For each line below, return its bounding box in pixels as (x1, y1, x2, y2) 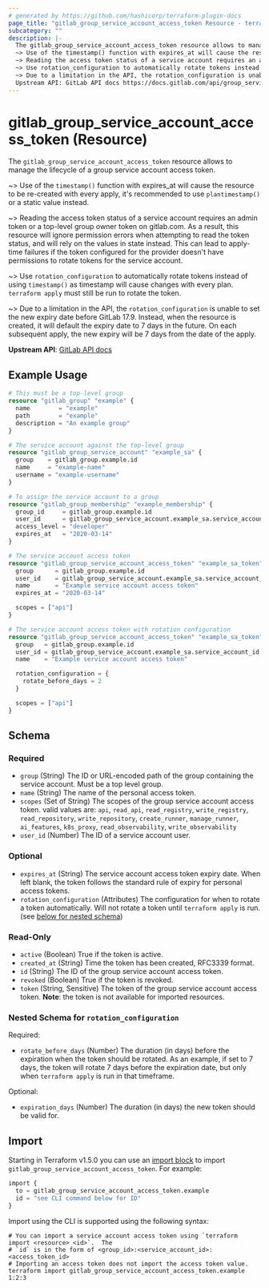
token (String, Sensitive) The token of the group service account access (19, 983, 258, 993)
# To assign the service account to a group (8, 493, 159, 501)
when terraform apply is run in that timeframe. (19, 1071, 175, 1081)
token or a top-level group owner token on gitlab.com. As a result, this (8, 222, 239, 231)
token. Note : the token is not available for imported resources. (19, 992, 225, 1001)
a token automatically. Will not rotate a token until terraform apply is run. (19, 903, 261, 912)
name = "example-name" (15, 464, 106, 472)
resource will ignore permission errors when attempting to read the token (8, 230, 250, 240)
